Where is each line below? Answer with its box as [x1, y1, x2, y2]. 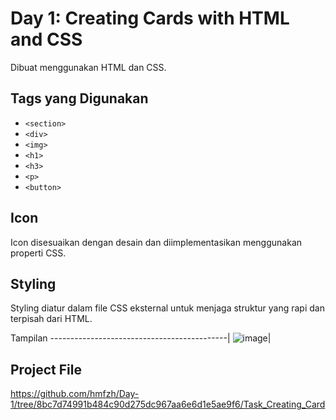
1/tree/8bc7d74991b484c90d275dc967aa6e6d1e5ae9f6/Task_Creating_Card [10, 398, 326, 411]
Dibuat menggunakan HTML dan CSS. [10, 61, 167, 73]
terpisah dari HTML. [10, 313, 93, 325]
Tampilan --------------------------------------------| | [10, 332, 272, 344]
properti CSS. [10, 247, 67, 259]
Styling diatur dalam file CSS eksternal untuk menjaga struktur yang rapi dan [10, 302, 325, 314]
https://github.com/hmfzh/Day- [10, 388, 140, 400]
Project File [10, 361, 82, 378]
